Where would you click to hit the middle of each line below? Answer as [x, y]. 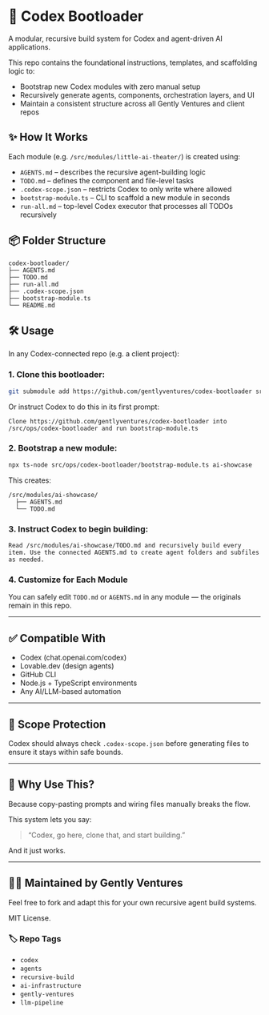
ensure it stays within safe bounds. [66, 752]
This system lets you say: [50, 819]
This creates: [30, 480]
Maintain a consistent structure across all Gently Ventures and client [132, 103]
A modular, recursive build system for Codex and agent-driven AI [115, 38]
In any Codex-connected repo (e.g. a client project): [94, 354]
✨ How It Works [48, 137]
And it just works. [37, 850]
